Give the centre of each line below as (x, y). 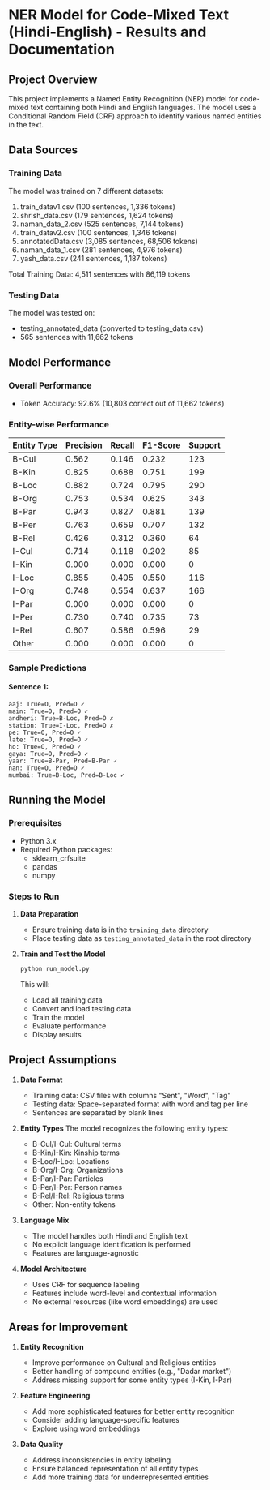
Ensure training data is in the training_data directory (120, 930)
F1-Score (162, 445)
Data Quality (41, 1444)
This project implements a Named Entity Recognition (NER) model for (123, 99)
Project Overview (53, 79)
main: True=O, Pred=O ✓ (49, 711)
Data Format (41, 1080)
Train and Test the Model (63, 954)
